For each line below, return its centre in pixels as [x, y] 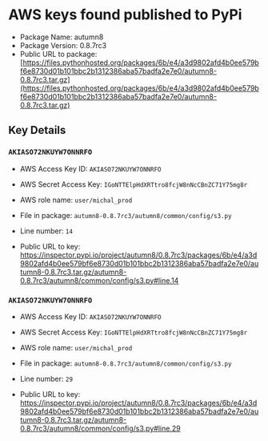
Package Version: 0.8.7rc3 [63, 45]
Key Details [37, 130]
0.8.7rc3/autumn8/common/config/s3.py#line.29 [100, 428]
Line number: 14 [46, 231]
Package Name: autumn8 [62, 37]
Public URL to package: [58, 54]
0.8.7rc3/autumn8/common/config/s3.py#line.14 [99, 280]
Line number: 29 [46, 378]
